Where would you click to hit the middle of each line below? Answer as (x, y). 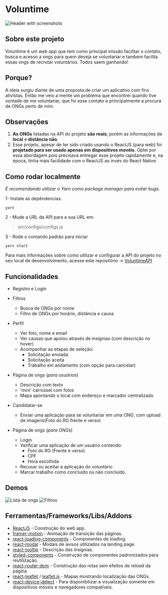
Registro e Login (29, 289)
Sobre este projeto (35, 39)
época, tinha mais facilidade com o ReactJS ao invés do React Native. (85, 161)
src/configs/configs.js (40, 227)
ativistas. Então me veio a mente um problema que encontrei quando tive (81, 95)
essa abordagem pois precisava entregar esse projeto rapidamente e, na (88, 155)
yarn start (17, 246)
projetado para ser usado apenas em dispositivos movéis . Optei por (85, 150)
